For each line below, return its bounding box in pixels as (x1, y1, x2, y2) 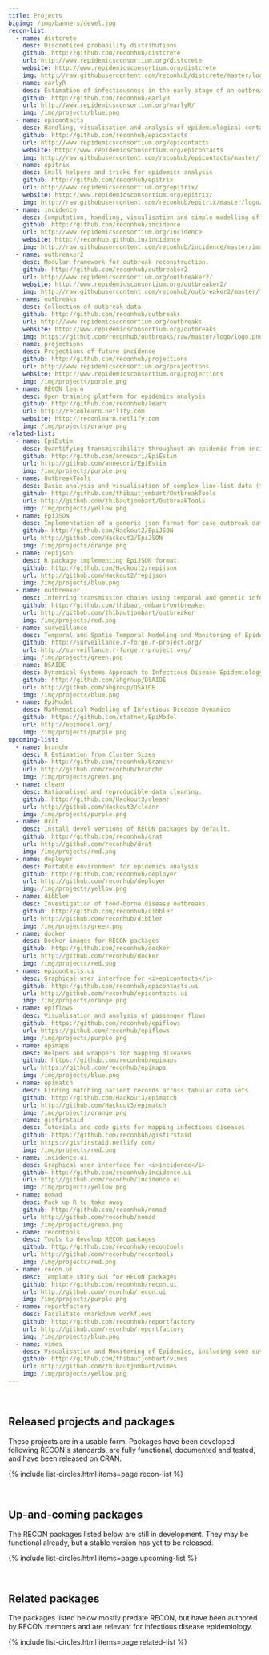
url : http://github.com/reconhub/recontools (22, 1250, 174, 1259)
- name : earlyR (15, 79, 66, 87)
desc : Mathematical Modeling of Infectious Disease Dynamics (22, 706, 231, 714)
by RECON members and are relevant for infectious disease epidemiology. (8, 1622, 254, 1632)
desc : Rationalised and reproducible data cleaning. (22, 787, 203, 795)
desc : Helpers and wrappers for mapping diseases (22, 1049, 192, 1057)
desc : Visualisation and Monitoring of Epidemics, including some (22, 1348, 249, 1356)
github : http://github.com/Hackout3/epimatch (22, 1093, 178, 1102)
